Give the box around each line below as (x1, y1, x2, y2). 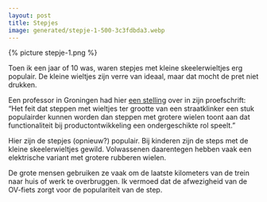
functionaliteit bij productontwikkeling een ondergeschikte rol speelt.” (8, 120, 236, 131)
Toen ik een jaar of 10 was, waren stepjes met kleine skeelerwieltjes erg (8, 63, 243, 73)
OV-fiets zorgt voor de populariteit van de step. (8, 185, 163, 195)
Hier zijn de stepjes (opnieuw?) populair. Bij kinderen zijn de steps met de (8, 136, 249, 146)
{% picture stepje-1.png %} (8, 48, 98, 58)
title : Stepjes (8, 19, 59, 27)
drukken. (8, 80, 37, 90)
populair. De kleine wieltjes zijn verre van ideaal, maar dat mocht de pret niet (8, 72, 259, 82)
